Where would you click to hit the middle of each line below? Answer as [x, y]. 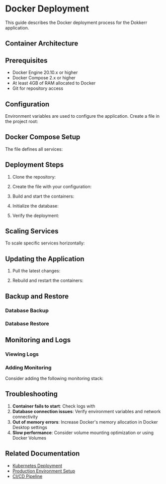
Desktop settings [30, 427]
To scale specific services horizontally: [45, 243]
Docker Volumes [29, 438]
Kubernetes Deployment [37, 466]
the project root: [22, 121]
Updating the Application [45, 259]
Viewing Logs [22, 354]
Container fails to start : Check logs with [54, 406]
